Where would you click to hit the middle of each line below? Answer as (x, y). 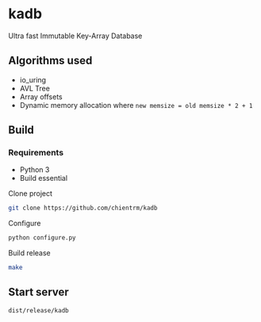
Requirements (36, 153)
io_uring (33, 79)
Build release (30, 253)
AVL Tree (35, 88)
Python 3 (35, 170)
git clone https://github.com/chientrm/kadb (83, 208)
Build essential (44, 178)
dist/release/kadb (38, 310)
